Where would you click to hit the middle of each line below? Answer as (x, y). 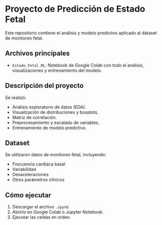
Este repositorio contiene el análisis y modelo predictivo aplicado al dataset (81, 33)
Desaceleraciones (30, 175)
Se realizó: (16, 97)
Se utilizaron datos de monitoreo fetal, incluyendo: (56, 155)
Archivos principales (37, 53)
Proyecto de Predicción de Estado (75, 9)
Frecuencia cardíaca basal (39, 164)
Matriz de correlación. (35, 117)
